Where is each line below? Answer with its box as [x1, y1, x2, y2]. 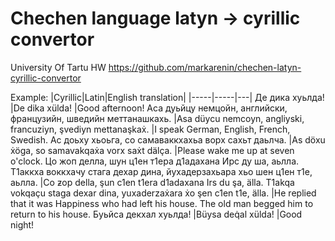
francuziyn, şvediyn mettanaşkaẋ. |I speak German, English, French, [10, 123, 291, 135]
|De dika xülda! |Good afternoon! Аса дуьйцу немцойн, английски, [10, 102, 288, 114]
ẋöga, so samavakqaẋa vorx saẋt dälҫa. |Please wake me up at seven [10, 144, 295, 156]
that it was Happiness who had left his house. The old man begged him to [10, 197, 314, 209]
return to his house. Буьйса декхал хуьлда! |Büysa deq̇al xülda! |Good [10, 208, 303, 220]
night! [10, 218, 35, 231]
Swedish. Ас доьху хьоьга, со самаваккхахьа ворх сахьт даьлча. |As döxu [10, 133, 326, 146]
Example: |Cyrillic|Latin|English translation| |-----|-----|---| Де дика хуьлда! [10, 91, 325, 103]
